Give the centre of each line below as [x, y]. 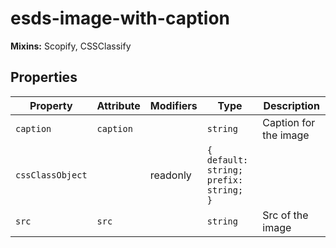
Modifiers [173, 105]
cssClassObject [51, 175]
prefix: [225, 180]
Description [291, 105]
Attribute [118, 105]
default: [227, 160]
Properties [44, 77]
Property [51, 105]
